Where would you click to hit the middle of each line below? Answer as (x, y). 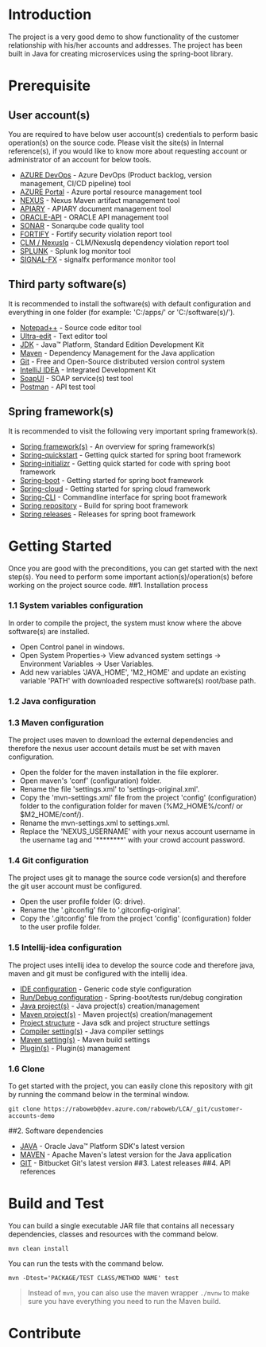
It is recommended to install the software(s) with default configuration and (130, 303)
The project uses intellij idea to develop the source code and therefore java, (132, 965)
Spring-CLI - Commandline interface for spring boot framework (123, 497)
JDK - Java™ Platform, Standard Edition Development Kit (112, 345)
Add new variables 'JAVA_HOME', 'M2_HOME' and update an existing (133, 672)
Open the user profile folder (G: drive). (82, 901)
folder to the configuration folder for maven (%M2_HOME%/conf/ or (131, 806)
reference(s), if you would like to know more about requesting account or (128, 151)
